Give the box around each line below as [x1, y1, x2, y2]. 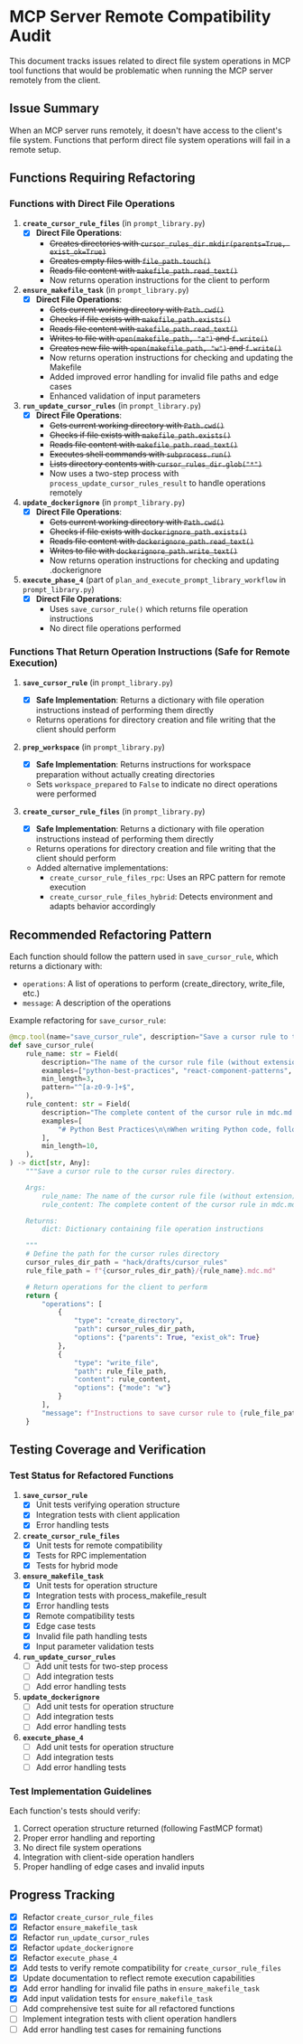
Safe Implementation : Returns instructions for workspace [35, 759, 252, 770]
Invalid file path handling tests [35, 1631, 148, 1642]
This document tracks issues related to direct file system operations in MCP [9, 55, 291, 66]
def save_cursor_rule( [9, 1041, 95, 1050]
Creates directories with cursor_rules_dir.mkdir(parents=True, [49, 238, 287, 249]
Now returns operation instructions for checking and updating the [49, 352, 293, 363]
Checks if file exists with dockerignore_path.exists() [49, 526, 248, 537]
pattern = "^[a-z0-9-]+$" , [41, 1083, 135, 1092]
